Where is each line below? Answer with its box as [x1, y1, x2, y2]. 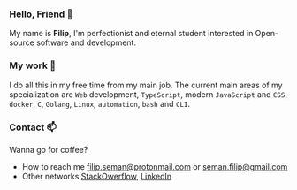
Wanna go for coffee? [9, 144, 88, 155]
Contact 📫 [9, 121, 57, 133]
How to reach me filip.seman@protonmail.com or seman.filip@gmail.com [21, 161, 288, 171]
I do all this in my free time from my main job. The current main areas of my [9, 80, 283, 90]
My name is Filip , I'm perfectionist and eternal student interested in [9, 28, 254, 39]
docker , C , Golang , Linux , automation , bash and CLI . [9, 98, 191, 109]
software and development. [36, 37, 137, 48]
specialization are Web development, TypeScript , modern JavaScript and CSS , [9, 88, 287, 100]
